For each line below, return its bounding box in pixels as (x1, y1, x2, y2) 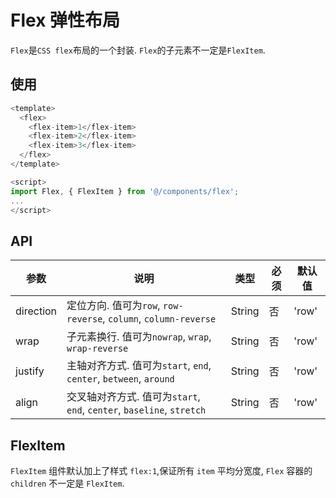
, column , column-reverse (102, 312, 217, 326)
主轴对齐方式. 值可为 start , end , (66, 359, 212, 373)
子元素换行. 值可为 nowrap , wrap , (66, 330, 212, 344)
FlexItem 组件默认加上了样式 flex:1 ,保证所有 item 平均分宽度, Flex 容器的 (10, 465, 313, 476)
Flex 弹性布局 (10, 9, 121, 32)
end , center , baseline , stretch (66, 403, 207, 417)
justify (15, 364, 45, 378)
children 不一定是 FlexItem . (10, 477, 125, 489)
